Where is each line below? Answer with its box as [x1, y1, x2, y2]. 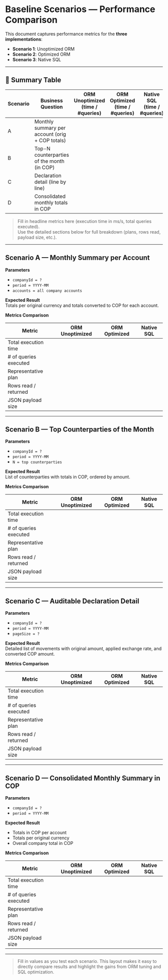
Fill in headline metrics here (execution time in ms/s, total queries [17, 218, 151, 224]
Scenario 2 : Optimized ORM [12, 51, 71, 57]
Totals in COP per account [12, 830, 67, 835]
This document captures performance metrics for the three [5, 31, 127, 37]
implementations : [5, 36, 42, 42]
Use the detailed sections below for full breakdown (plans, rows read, [17, 229, 161, 235]
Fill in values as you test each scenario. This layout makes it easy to [17, 958, 157, 964]
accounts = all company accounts [12, 288, 82, 293]
